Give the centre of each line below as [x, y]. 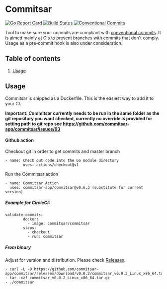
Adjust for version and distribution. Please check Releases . [65, 260]
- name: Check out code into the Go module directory [62, 160]
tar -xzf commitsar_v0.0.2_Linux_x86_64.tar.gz [60, 278]
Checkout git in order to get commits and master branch [63, 151]
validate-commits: [24, 215]
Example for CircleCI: [28, 203]
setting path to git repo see [34, 124]
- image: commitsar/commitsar [59, 223]
